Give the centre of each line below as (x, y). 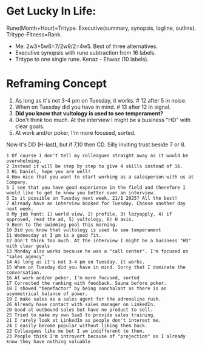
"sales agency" (25, 256)
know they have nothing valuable (49, 341)
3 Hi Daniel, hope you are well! (49, 171)
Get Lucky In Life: (51, 11)
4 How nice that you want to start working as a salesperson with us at (100, 177)
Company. (17, 182)
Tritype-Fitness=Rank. (34, 34)
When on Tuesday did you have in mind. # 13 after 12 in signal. (93, 107)
